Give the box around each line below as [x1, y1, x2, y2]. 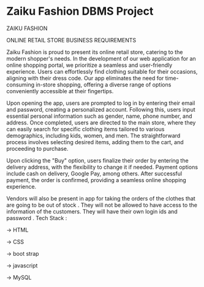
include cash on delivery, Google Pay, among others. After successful [6, 170, 183, 177]
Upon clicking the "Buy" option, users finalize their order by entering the [6, 156, 189, 164]
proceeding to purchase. [6, 145, 69, 152]
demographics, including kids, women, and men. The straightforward [6, 132, 181, 139]
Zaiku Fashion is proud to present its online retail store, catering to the [6, 48, 183, 56]
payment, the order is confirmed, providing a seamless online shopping [6, 176, 187, 183]
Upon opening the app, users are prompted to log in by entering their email [6, 99, 195, 107]
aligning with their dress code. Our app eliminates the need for [6, 74, 164, 82]
